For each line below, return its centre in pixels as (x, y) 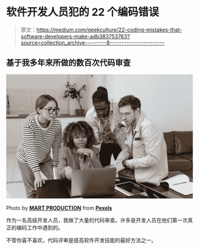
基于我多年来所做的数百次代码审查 (68, 63)
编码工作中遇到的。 (40, 228)
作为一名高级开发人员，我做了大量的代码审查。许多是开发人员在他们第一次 (97, 221)
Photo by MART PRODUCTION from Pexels (59, 208)
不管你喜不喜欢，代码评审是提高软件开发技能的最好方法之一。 (81, 240)
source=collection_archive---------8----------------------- (92, 43)
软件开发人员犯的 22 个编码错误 (83, 12)
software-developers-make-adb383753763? (75, 36)
